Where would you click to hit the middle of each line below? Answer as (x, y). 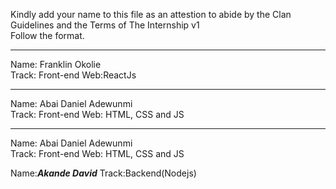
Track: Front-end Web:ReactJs (73, 75)
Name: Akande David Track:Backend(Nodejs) (103, 173)
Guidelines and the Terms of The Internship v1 (105, 25)
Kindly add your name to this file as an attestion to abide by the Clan (151, 14)
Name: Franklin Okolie (56, 64)
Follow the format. (47, 35)
